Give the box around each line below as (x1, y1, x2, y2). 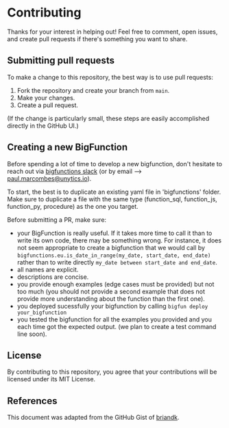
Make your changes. (16, 93, 75, 102)
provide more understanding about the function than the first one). (16, 294, 206, 303)
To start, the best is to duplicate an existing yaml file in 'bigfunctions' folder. (7, 188, 221, 196)
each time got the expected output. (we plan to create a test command (16, 322, 217, 330)
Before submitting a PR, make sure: (7, 215, 107, 224)
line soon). (16, 330, 47, 338)
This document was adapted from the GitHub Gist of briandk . (7, 414, 180, 422)
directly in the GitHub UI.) (7, 122, 79, 130)
